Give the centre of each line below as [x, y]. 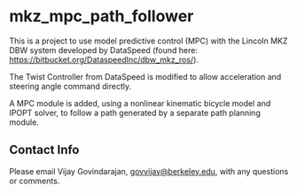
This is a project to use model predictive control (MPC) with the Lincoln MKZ [148, 41]
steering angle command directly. [70, 86]
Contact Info [44, 150]
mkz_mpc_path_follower [102, 16]
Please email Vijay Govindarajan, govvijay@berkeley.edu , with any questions [149, 171]
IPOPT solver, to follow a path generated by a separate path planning [135, 112]
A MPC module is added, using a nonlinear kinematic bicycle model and [140, 103]
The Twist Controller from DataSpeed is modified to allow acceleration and [145, 76]
